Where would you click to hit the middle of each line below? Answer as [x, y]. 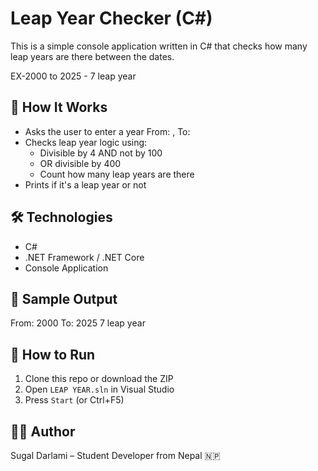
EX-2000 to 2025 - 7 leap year [73, 76]
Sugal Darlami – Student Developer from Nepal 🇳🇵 [115, 455]
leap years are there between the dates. [92, 56]
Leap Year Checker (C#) [111, 18]
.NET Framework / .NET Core [84, 257]
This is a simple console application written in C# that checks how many [159, 46]
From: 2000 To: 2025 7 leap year [78, 323]
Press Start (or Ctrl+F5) [74, 400]
